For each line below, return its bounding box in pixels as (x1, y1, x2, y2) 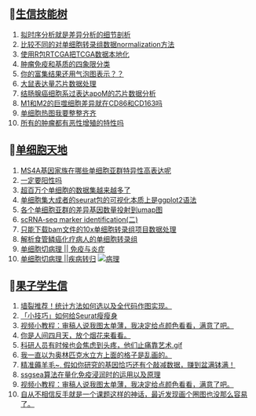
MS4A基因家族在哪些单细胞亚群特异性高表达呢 (20, 166, 172, 175)
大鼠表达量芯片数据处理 (20, 78, 97, 88)
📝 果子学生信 (9, 279, 68, 293)
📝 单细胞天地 (9, 144, 68, 157)
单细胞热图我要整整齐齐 (20, 108, 97, 118)
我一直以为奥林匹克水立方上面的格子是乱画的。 (20, 350, 172, 359)
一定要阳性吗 (20, 175, 62, 184)
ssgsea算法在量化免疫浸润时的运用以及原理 (20, 370, 161, 379)
